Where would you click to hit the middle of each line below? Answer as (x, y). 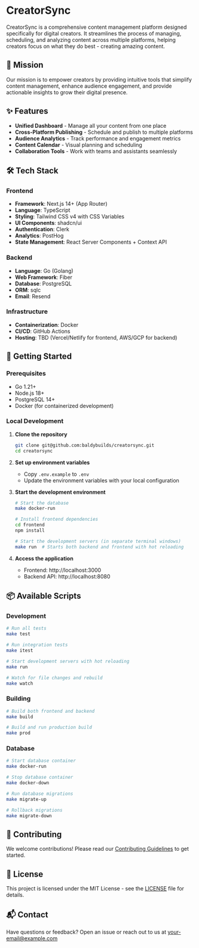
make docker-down (28, 783)
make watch (20, 683)
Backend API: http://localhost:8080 (67, 576)
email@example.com (32, 938)
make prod (19, 733)
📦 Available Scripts (44, 596)
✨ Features (27, 111)
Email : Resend (33, 296)
